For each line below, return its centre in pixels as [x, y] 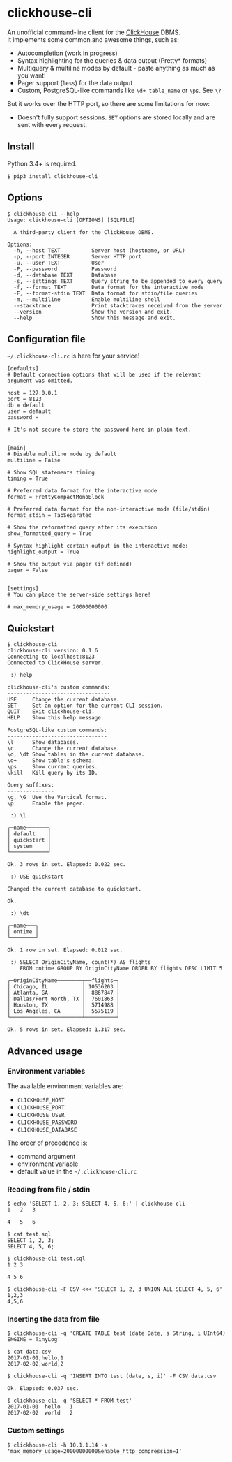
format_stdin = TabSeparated [49, 516]
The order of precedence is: [48, 1143]
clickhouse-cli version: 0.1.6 [53, 651]
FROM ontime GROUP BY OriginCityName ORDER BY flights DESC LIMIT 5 [121, 969]
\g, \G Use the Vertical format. [57, 798]
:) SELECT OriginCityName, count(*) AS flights [80, 963]
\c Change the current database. [63, 749]
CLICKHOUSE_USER [41, 1115]
